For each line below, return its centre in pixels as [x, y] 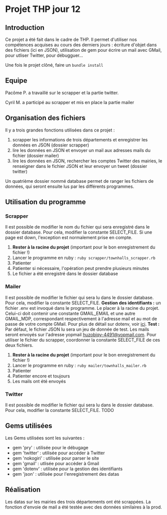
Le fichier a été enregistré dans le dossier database [65, 274]
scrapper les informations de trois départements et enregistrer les [80, 139]
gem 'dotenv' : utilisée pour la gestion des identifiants [68, 469]
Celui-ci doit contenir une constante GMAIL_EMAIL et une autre [70, 313]
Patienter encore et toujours [41, 376]
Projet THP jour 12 [43, 9]
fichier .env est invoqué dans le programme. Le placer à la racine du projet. [82, 308]
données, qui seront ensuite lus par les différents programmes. [70, 186]
